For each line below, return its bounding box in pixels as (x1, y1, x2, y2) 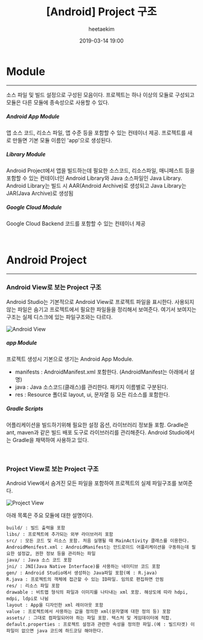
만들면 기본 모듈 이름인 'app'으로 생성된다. (12, 136, 112, 144)
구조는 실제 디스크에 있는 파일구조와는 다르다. (6, 313, 113, 320)
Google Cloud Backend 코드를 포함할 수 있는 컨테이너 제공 (6, 220, 146, 227)
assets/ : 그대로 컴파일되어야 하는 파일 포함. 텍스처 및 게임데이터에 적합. (6, 615, 172, 621)
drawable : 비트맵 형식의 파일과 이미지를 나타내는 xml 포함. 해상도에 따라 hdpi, (6, 589, 188, 596)
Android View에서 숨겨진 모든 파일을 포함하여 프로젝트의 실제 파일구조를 (6, 480, 177, 487)
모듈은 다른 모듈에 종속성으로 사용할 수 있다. (6, 99, 110, 106)
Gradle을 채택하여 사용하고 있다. (12, 436, 89, 443)
